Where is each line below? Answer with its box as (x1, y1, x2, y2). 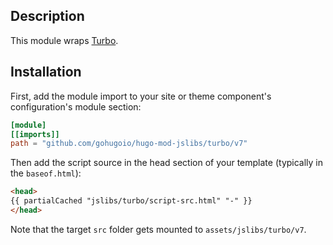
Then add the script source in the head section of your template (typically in (10, 157, 324, 169)
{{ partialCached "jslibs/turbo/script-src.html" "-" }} (10, 196, 253, 206)
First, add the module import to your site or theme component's (10, 90, 272, 102)
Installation (10, 64, 82, 81)
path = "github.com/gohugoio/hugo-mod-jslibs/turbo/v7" (10, 139, 248, 149)
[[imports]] (10, 129, 60, 139)
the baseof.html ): (10, 167, 82, 179)
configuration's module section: (10, 100, 142, 113)
